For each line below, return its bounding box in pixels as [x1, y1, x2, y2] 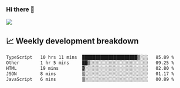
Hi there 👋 [6, 5, 35, 13]
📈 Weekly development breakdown [6, 36, 139, 46]
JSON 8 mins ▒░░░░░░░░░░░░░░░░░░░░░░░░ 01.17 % [6, 70, 175, 77]
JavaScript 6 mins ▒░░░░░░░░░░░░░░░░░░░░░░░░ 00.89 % [6, 76, 175, 82]
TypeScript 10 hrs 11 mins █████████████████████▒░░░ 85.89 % [6, 55, 175, 60]
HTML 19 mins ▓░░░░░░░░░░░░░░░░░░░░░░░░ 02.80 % [6, 65, 175, 71]
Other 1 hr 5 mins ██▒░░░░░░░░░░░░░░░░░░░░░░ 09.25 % [6, 60, 175, 66]
